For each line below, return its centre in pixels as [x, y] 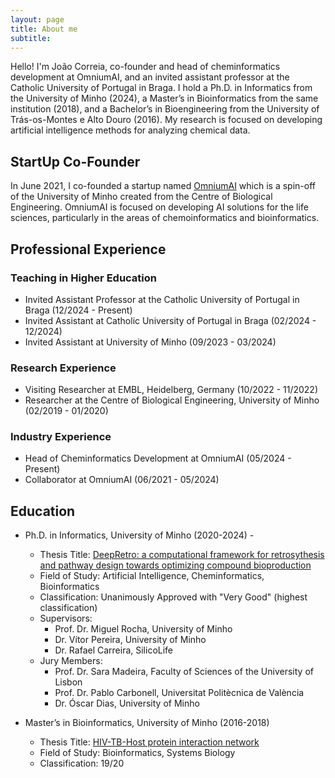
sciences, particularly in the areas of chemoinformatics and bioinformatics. [165, 218]
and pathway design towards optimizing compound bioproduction [175, 565]
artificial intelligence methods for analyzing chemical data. [130, 130]
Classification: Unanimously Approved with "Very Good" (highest [173, 597]
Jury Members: [71, 661]
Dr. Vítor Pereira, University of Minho [130, 640]
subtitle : [31, 38]
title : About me [44, 29]
